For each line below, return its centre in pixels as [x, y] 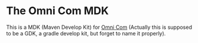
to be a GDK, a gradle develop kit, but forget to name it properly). [86, 33]
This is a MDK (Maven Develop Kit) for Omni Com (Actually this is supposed [99, 27]
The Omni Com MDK [58, 11]
